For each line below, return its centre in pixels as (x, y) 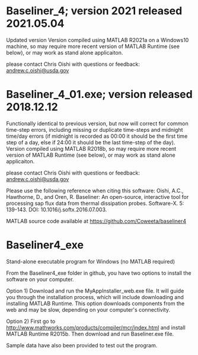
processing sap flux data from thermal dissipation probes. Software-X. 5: (95, 203)
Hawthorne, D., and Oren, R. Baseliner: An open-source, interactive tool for (98, 196)
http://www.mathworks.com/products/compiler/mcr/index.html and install (96, 327)
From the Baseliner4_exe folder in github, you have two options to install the (99, 273)
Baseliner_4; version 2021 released (94, 11)
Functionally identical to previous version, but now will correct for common (97, 123)
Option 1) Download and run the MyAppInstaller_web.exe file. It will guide (95, 291)
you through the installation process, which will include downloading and (95, 297)
